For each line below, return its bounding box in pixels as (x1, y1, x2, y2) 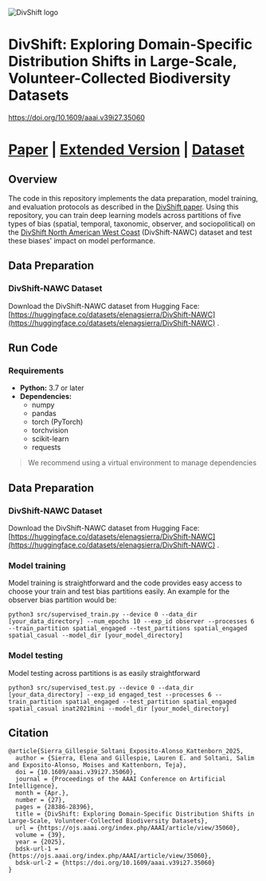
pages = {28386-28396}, (15, 803, 94, 812)
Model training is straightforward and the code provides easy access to (8, 579, 243, 588)
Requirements (8, 365, 65, 376)
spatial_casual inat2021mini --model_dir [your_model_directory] (8, 705, 229, 713)
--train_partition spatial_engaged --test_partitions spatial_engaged (8, 625, 248, 633)
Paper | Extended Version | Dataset (8, 140, 245, 159)
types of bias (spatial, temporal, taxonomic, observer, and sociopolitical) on (8, 219, 256, 228)
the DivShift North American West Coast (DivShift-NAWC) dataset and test (8, 227, 252, 237)
